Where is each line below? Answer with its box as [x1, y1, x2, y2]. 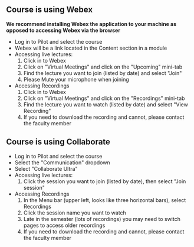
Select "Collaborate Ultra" [14, 165, 78, 172]
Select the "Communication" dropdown [14, 159, 110, 166]
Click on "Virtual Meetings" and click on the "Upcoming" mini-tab [23, 63, 183, 70]
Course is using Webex [6, 5, 93, 15]
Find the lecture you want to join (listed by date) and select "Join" [23, 69, 182, 76]
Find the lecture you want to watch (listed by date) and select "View [23, 100, 189, 108]
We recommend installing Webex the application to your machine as [6, 20, 177, 27]
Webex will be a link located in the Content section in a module [14, 44, 167, 51]
